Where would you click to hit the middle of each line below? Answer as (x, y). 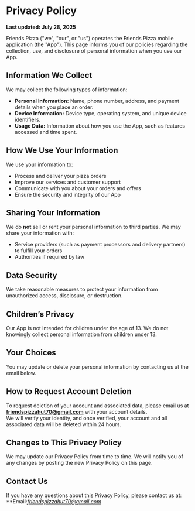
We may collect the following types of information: (67, 90)
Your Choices (31, 353)
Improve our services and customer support (68, 182)
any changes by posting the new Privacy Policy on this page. (80, 463)
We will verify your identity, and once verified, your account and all (87, 418)
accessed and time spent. (46, 132)
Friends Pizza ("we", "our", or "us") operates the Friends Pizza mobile (90, 38)
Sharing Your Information (53, 213)
